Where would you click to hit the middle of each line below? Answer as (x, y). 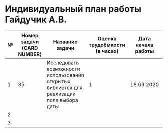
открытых (59, 81)
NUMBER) (30, 54)
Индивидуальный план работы (73, 9)
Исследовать (63, 62)
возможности (63, 69)
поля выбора (62, 100)
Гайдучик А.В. (36, 20)
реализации (61, 94)
